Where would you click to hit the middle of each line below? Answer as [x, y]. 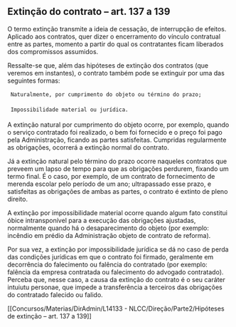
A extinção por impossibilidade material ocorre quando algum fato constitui [117, 212]
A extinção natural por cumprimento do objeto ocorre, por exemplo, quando [118, 125]
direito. [18, 199]
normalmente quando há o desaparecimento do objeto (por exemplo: [108, 228]
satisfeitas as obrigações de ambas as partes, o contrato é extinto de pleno [118, 191]
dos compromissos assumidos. [53, 51]
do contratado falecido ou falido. [55, 294]
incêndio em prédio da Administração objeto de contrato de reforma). [109, 235]
